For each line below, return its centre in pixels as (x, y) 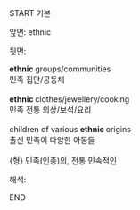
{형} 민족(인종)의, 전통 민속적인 (63, 160)
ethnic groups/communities (60, 69)
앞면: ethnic (30, 32)
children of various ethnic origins (70, 129)
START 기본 (30, 13)
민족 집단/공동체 (37, 80)
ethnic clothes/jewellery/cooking (70, 99)
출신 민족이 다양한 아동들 (52, 140)
